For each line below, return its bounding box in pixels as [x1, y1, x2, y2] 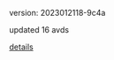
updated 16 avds [9, 25, 69, 34]
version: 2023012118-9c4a [9, 8, 106, 18]
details [9, 41, 34, 52]
